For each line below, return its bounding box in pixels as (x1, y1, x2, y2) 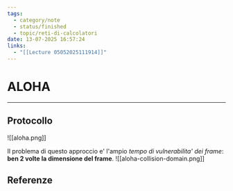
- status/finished (13, 23, 67, 30)
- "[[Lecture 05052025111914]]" (13, 49, 107, 56)
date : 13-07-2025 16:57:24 (7, 36, 85, 43)
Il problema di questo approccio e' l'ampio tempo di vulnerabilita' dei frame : (7, 147, 224, 155)
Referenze (7, 174, 53, 186)
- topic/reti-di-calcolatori (13, 29, 98, 37)
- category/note (13, 17, 60, 24)
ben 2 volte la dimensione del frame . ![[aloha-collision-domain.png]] (7, 154, 205, 163)
